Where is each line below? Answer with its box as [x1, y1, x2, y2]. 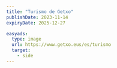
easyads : [6, 30, 28, 36]
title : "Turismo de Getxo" [6, 8, 74, 15]
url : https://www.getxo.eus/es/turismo [11, 42, 112, 48]
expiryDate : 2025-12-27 [6, 20, 66, 26]
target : [11, 47, 31, 54]
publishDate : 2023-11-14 [6, 14, 68, 20]
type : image [11, 36, 42, 42]
